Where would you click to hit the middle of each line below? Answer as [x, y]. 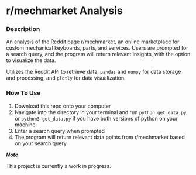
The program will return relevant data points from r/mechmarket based [100, 137]
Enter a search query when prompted [60, 131]
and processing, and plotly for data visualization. [66, 78]
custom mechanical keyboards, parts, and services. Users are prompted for [97, 48]
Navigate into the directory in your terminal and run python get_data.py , [101, 112]
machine [25, 125]
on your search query [41, 143]
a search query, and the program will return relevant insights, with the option [98, 54]
